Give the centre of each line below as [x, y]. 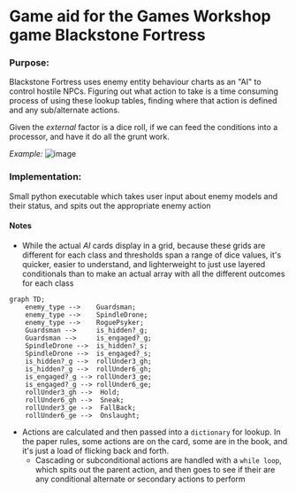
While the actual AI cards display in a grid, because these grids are [144, 245]
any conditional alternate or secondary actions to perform [140, 479]
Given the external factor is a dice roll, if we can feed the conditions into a [144, 127]
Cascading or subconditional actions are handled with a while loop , [159, 460]
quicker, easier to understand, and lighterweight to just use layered [144, 264]
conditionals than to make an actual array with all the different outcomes [153, 273]
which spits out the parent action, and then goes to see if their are [155, 469]
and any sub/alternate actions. [65, 110]
